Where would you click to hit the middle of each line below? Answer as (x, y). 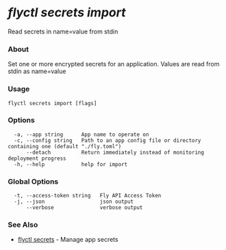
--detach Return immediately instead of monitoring (115, 152)
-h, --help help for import (71, 164)
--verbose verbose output (84, 208)
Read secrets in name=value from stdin (63, 31)
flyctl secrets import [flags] (52, 103)
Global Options (33, 181)
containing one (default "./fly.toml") (65, 146)
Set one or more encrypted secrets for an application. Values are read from (114, 64)
